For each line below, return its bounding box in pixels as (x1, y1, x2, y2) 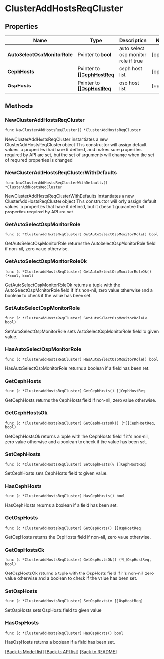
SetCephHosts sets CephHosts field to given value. (5, 470, 108, 476)
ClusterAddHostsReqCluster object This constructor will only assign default (5, 198, 157, 204)
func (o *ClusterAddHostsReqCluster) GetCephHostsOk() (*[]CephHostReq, (5, 421, 156, 425)
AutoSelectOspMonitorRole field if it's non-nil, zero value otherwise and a (5, 287, 153, 293)
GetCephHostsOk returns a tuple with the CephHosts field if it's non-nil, (5, 433, 149, 439)
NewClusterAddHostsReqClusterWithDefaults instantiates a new (5, 193, 134, 199)
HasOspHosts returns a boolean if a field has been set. (5, 639, 116, 645)
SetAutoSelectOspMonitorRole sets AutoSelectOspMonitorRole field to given (5, 328, 159, 334)
